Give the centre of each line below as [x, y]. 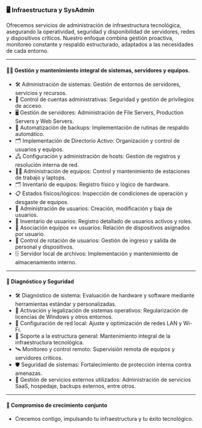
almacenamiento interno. [46, 262]
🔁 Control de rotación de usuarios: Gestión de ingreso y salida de [96, 240]
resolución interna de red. [47, 164]
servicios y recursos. [41, 93]
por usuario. [30, 234]
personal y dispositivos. [44, 247]
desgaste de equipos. [42, 202]
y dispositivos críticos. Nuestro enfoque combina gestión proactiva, [90, 38]
